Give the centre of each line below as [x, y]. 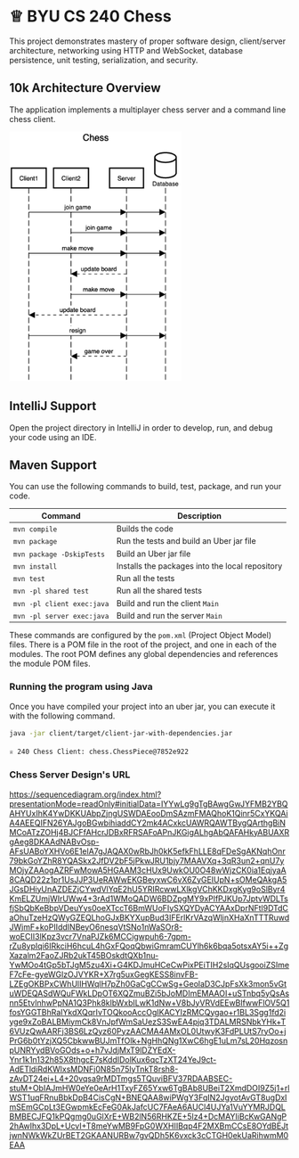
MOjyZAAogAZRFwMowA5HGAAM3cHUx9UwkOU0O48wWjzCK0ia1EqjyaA [148, 870]
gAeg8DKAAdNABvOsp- [54, 842]
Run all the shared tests [159, 591]
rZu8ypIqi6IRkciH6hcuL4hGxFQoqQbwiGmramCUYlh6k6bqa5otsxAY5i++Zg [149, 946]
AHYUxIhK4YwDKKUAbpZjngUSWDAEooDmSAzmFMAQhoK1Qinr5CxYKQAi [149, 813]
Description [200, 515]
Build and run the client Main [168, 603]
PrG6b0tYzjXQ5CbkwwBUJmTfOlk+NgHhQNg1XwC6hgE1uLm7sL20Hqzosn [149, 1040]
